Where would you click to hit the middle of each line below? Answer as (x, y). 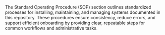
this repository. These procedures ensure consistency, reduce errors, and (81, 17)
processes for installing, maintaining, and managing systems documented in (83, 12)
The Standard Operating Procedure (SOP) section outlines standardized (78, 7)
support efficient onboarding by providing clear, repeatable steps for (75, 23)
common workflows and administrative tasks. (51, 28)
